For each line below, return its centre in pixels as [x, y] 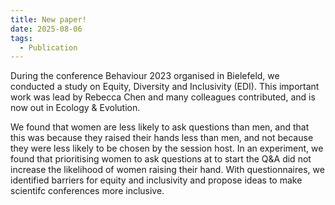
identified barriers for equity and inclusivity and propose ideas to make [156, 180]
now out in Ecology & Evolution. [75, 108]
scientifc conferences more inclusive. [87, 191]
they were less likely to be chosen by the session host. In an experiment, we [167, 148]
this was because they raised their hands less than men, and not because [162, 138]
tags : [21, 38]
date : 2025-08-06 [46, 29]
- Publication [48, 47]
